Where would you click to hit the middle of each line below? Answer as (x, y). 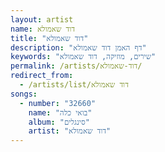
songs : (24, 94)
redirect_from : (42, 76)
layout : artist (42, 19)
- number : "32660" (58, 103)
